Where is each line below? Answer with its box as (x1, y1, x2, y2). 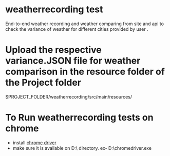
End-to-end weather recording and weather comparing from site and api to (5, 21, 164, 27)
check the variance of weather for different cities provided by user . (5, 26, 148, 32)
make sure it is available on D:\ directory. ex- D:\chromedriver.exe (12, 145, 152, 151)
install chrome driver (12, 140, 56, 146)
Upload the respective (5, 44, 102, 56)
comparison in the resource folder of (5, 66, 165, 77)
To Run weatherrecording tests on (5, 112, 154, 124)
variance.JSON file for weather (5, 55, 141, 67)
